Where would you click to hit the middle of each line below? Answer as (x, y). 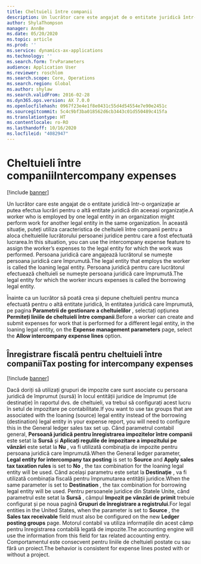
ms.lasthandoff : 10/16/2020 (42, 128)
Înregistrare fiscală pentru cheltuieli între (85, 354)
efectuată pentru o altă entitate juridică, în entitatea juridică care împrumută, (100, 304)
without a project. (28, 554)
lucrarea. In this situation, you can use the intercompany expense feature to (99, 241)
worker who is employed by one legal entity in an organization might (91, 216)
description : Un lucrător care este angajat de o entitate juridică (94, 17)
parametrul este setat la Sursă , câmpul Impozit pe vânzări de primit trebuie (101, 497)
